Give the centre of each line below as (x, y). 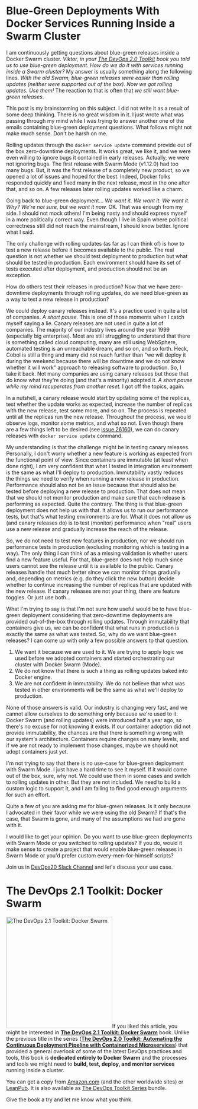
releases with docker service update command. (64, 436)
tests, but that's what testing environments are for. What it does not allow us (99, 516)
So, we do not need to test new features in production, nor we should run (95, 541)
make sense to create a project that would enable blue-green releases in (94, 849)
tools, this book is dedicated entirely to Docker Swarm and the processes (97, 1057)
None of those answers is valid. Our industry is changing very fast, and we (97, 707)
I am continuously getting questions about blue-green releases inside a (92, 52)
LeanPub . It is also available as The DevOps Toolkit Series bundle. (86, 1088)
